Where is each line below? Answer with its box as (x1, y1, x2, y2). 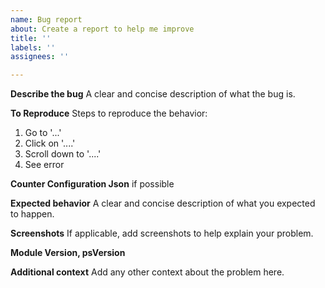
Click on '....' (24, 137, 76, 150)
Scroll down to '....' (24, 148, 102, 160)
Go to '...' (24, 127, 62, 139)
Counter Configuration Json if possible (10, 178, 175, 190)
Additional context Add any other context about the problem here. (10, 266, 285, 278)
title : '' (10, 33, 52, 43)
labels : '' (10, 42, 56, 53)
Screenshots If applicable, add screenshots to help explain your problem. (10, 227, 314, 240)
